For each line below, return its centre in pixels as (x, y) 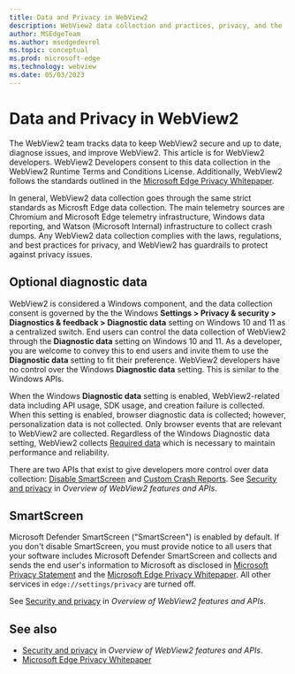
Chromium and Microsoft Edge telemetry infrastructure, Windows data (137, 217)
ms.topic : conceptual (49, 50)
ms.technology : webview (53, 67)
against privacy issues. (51, 254)
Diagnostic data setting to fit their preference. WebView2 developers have (145, 360)
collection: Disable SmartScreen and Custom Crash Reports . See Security (143, 479)
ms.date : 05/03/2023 (47, 75)
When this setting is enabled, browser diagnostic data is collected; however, (147, 414)
